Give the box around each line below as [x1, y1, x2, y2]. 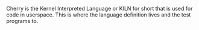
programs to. [6, 18, 39, 24]
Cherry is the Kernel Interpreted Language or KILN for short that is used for [6, 5, 193, 12]
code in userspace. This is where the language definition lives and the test [6, 11, 191, 18]
